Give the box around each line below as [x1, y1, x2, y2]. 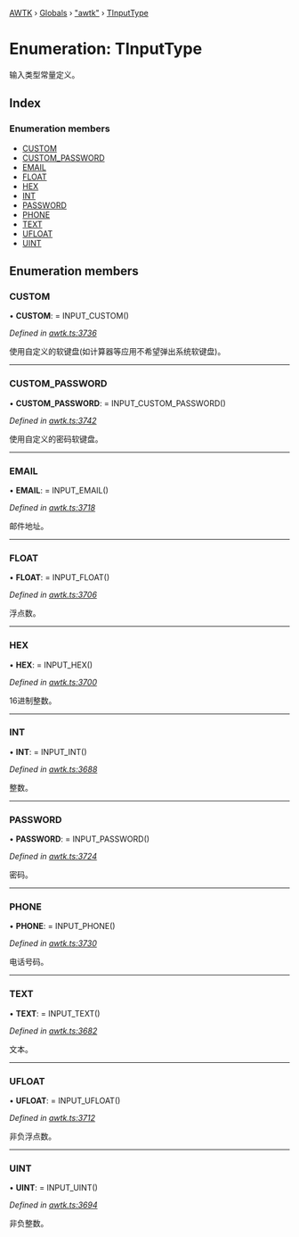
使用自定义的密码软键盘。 [9, 433, 103, 444]
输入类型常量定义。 [9, 69, 80, 79]
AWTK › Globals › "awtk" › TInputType [9, 8, 149, 18]
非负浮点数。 [9, 1131, 56, 1142]
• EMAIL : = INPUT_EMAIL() [9, 485, 109, 495]
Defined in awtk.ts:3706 [9, 589, 98, 601]
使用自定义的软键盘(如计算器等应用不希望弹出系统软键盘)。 [9, 346, 226, 357]
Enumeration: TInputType [9, 39, 203, 59]
